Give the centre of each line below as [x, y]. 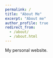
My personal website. [26, 50]
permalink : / [18, 9]
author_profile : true [27, 23]
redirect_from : [20, 28]
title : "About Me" [23, 14]
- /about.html [23, 37]
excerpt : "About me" [26, 18]
